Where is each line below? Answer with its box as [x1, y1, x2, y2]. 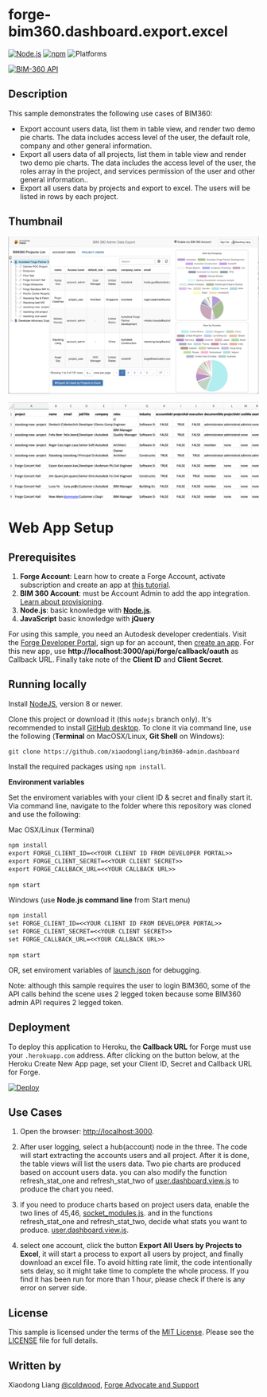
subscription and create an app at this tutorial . [19, 580, 171, 589]
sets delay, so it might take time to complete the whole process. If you [19, 1266, 249, 1276]
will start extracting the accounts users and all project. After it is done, [19, 1151, 250, 1160]
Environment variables [8, 777, 85, 786]
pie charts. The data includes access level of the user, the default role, [19, 132, 250, 142]
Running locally [8, 678, 87, 691]
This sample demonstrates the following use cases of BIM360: [8, 108, 213, 118]
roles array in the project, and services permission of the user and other [19, 166, 256, 176]
